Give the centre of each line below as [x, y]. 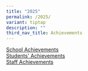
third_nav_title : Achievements [44, 33]
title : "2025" [23, 11]
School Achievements [32, 49]
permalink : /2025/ [28, 17]
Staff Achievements [30, 62]
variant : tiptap [26, 22]
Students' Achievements [36, 56]
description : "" [26, 28]
